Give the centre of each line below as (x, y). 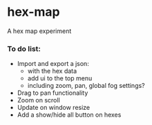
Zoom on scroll (38, 100)
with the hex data (52, 71)
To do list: (24, 49)
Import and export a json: (53, 64)
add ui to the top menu (60, 78)
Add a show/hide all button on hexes (69, 115)
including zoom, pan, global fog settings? (86, 86)
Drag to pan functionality (53, 93)
